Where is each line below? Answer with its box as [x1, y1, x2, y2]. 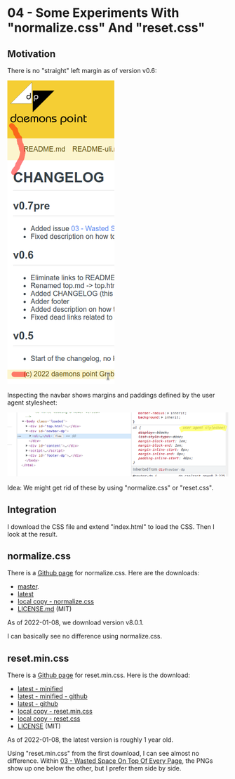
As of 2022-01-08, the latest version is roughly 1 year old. [7, 735, 174, 744]
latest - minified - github [17, 692, 88, 700]
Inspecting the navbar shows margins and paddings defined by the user [7, 391, 215, 399]
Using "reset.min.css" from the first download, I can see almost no [7, 749, 200, 758]
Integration [7, 504, 58, 516]
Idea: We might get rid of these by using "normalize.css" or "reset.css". [7, 483, 214, 492]
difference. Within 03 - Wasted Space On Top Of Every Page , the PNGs [7, 757, 213, 765]
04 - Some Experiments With [7, 5, 180, 21]
